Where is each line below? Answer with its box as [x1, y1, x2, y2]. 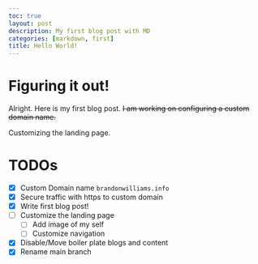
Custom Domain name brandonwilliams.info [19, 183, 170, 193]
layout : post [8, 19, 53, 28]
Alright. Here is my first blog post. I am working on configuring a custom [8, 104, 250, 113]
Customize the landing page [19, 211, 115, 220]
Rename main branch [19, 247, 92, 257]
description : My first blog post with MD [8, 27, 151, 35]
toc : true [8, 11, 42, 20]
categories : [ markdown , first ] [8, 34, 114, 43]
